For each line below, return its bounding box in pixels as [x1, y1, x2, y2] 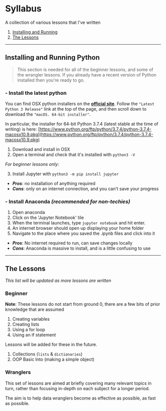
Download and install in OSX [12, 146, 70, 152]
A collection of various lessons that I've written [5, 19, 101, 25]
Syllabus [5, 3, 42, 14]
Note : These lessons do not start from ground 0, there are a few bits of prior [5, 301, 161, 307]
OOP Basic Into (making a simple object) [12, 356, 95, 362]
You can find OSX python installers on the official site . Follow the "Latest [5, 101, 155, 107]
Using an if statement [12, 332, 56, 338]
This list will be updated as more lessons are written [5, 277, 112, 283]
